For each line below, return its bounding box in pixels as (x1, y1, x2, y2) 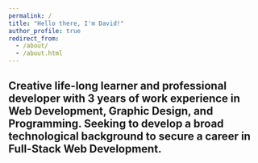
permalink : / (8, 11, 52, 20)
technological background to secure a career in (8, 130, 252, 144)
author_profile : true (8, 27, 81, 35)
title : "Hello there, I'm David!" (8, 19, 125, 27)
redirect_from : (8, 34, 60, 43)
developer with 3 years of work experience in (8, 92, 240, 106)
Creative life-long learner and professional (8, 79, 227, 93)
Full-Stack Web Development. (8, 142, 162, 156)
